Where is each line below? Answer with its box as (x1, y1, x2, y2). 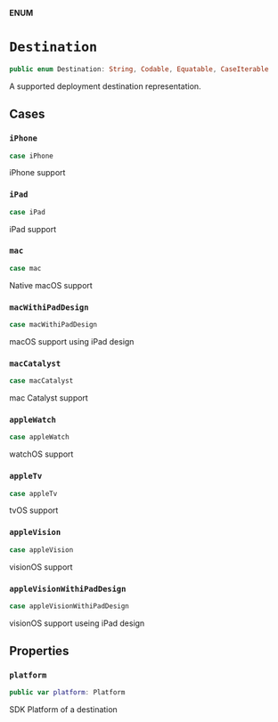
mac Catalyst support (9, 393, 89, 403)
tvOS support (9, 505, 59, 515)
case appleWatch (9, 433, 69, 442)
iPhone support (9, 167, 66, 178)
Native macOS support (9, 280, 94, 290)
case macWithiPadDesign (9, 320, 98, 329)
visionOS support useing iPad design (9, 618, 145, 629)
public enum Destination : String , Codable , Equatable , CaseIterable (9, 64, 269, 74)
